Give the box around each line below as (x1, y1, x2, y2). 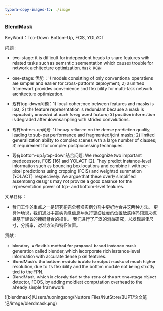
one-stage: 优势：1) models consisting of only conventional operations (12, 75, 154, 81)
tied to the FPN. (12, 269, 44, 275)
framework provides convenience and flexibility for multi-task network (12, 85, 153, 91)
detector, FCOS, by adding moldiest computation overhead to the (12, 279, 143, 285)
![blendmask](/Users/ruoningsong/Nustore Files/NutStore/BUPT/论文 (5, 294, 143, 300)
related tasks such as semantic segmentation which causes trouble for (12, 60, 154, 65)
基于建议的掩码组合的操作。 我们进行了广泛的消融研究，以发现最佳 (16, 216, 149, 222)
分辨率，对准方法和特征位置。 (20, 222, 81, 228)
